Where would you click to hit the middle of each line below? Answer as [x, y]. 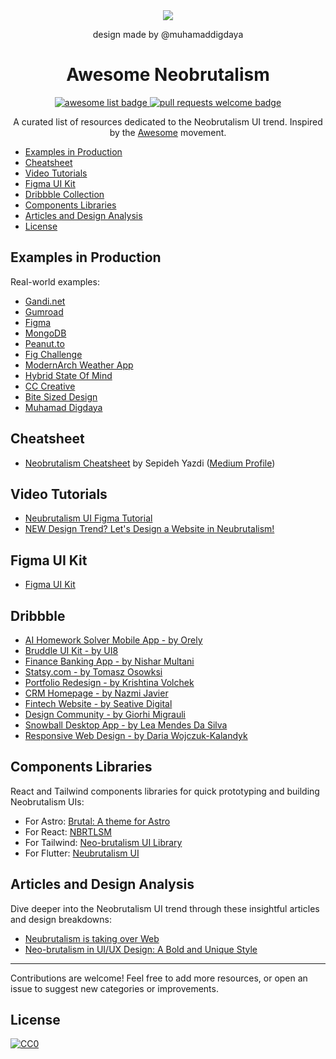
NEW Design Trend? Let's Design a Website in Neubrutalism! [149, 529]
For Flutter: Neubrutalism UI [82, 853]
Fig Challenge [53, 354]
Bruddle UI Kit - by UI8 [71, 650]
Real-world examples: [55, 281]
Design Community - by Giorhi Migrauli [105, 714]
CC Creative [50, 386]
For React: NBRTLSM [68, 831]
